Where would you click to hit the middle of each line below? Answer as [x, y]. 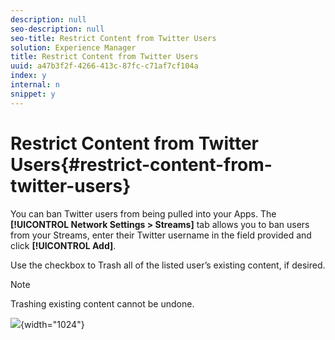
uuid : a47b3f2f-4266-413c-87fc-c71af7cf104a [104, 66]
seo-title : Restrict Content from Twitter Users [113, 38]
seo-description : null [57, 29]
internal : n [35, 85]
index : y [28, 76]
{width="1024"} [52, 324]
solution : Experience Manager [73, 47]
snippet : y [33, 94]
